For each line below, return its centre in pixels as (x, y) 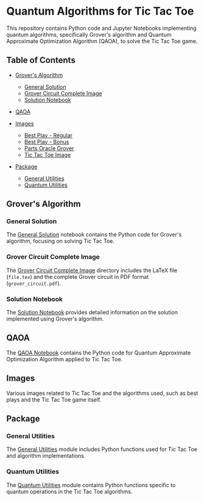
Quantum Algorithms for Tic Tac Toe (100, 11)
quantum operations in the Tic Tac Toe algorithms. (69, 491)
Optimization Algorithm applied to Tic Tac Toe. (65, 359)
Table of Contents (41, 60)
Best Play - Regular (48, 135)
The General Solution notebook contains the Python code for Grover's (94, 235)
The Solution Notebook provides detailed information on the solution (92, 312)
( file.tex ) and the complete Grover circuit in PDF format (78, 276)
